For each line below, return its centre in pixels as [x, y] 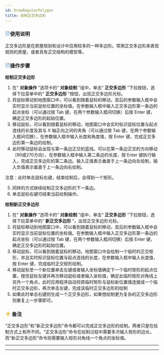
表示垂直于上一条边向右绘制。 [55, 167]
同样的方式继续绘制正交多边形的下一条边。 [55, 188]
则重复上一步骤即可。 [33, 300]
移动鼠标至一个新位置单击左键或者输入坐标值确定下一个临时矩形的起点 [83, 270]
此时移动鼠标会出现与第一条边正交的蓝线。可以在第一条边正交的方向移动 [85, 149]
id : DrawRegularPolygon [29, 10]
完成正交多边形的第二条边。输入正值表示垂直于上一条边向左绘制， [87, 161]
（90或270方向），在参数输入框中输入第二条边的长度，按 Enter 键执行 [82, 155]
